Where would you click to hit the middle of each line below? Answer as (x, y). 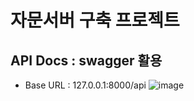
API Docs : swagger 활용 (86, 60)
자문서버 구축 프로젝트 (95, 20)
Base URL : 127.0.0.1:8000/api (85, 85)
